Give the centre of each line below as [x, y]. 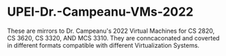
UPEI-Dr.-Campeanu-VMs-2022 [100, 12]
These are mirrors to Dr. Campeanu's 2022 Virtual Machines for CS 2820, [111, 31]
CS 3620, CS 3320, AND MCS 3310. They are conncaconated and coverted [114, 38]
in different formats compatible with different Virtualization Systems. [103, 45]
